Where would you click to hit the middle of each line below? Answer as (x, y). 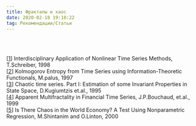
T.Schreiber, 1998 (28, 65)
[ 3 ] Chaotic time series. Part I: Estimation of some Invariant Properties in (97, 84)
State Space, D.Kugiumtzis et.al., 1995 (54, 91)
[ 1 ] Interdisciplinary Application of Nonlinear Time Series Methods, (89, 59)
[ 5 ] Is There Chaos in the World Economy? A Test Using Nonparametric (96, 110)
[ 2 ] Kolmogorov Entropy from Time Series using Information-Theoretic (94, 71)
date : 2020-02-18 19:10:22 (40, 18)
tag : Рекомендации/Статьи (39, 23)
